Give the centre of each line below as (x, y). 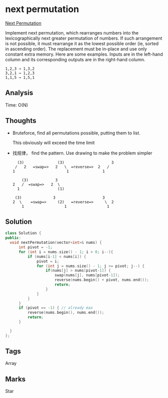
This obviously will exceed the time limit (53, 143)
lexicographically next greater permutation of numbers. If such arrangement (84, 38)
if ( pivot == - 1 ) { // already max (56, 308)
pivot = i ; (48, 261)
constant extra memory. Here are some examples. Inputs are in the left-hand (84, 54)
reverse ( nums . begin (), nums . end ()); (66, 313)
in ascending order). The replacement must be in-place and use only (76, 49)
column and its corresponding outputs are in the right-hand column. (75, 59)
